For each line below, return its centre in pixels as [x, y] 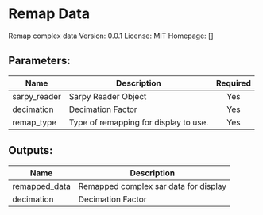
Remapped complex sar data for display [153, 186]
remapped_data [42, 186]
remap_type [35, 122]
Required [234, 83]
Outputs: [31, 150]
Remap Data [49, 14]
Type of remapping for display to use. [139, 122]
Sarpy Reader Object [108, 96]
